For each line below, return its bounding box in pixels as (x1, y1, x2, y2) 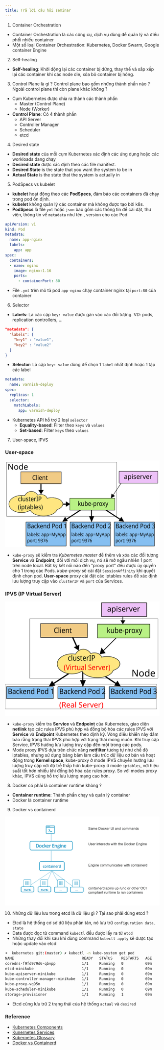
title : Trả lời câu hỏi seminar (5, 8, 71, 13)
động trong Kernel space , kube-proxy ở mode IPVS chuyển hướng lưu (12, 757, 154, 763)
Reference (5, 1013, 30, 1020)
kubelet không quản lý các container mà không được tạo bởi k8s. (12, 201, 144, 207)
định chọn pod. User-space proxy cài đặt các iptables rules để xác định (12, 573, 158, 578)
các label (12, 367, 31, 373)
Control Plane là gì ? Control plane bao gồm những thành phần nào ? (12, 81, 150, 87)
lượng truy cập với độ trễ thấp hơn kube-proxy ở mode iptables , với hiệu (12, 763, 159, 769)
